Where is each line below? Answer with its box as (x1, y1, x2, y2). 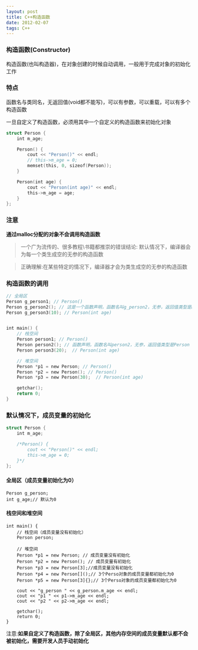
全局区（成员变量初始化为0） (6, 476, 77, 483)
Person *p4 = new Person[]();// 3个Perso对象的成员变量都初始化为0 (16, 571, 174, 577)
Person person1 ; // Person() (16, 336, 88, 343)
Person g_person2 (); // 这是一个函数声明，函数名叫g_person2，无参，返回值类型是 (6, 304, 192, 310)
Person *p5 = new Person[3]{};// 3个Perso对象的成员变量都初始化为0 (16, 577, 177, 583)
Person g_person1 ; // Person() (6, 298, 83, 304)
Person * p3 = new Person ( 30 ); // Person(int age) (16, 375, 144, 381)
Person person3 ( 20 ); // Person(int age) (16, 347, 120, 353)
